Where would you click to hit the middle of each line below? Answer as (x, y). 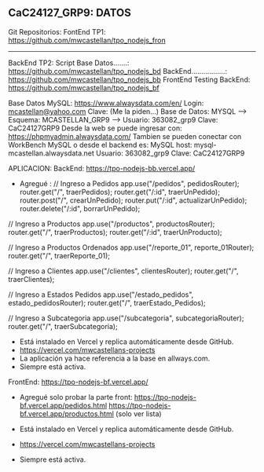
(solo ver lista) (139, 413)
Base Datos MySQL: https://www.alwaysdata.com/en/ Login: (106, 103)
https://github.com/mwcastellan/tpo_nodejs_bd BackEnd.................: (118, 71)
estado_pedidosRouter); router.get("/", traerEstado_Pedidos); (107, 302)
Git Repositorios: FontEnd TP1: (57, 31)
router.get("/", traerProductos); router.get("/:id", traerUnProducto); (115, 232)
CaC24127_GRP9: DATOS (70, 13)
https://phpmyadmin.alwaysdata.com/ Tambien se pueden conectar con (125, 136)
